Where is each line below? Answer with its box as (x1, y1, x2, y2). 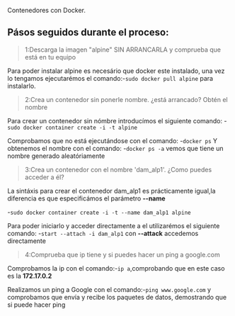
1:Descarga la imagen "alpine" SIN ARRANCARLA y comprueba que (24, 45, 222, 54)
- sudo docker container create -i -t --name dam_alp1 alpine (7, 208, 191, 216)
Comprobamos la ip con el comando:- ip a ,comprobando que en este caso (7, 264, 225, 272)
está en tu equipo (24, 52, 76, 61)
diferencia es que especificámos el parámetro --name (7, 194, 166, 203)
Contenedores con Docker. (7, 6, 86, 14)
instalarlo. (7, 81, 37, 90)
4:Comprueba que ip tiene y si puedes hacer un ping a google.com (24, 250, 221, 259)
